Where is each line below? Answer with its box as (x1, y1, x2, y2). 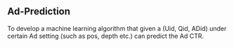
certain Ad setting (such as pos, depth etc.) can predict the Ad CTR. (7, 32, 204, 40)
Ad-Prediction (7, 6, 71, 18)
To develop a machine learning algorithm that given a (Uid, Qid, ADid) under (7, 24, 227, 32)
